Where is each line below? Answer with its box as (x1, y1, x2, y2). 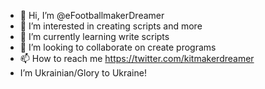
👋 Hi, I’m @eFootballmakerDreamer (19, 10, 165, 21)
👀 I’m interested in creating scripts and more (19, 20, 203, 32)
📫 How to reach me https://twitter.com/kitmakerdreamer (19, 53, 255, 64)
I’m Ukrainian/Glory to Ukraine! (19, 67, 147, 79)
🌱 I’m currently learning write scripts (19, 31, 170, 42)
